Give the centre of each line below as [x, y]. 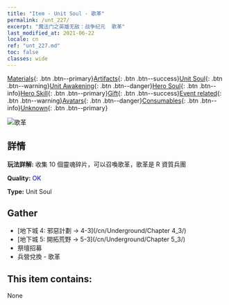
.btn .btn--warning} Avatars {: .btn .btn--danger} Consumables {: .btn [103, 101]
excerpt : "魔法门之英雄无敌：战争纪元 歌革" [66, 26]
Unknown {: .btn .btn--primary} [64, 107]
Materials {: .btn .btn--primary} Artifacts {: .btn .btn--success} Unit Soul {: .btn [115, 78]
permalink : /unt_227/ [39, 20]
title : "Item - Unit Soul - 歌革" [56, 14]
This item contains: [50, 279]
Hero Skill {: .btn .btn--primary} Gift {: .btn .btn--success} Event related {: [121, 93]
